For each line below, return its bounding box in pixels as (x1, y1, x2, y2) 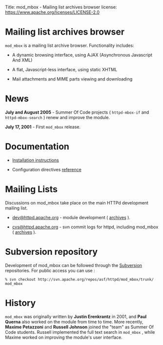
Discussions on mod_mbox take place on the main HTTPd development (5, 200, 149, 205)
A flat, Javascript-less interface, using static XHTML (12, 66, 118, 72)
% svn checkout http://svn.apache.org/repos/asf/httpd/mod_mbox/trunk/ (5, 277, 154, 282)
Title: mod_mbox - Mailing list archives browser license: (5, 4, 117, 10)
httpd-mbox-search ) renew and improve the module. (5, 114, 110, 120)
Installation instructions (12, 157, 60, 163)
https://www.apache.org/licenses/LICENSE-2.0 (5, 9, 100, 15)
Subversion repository (5, 246, 98, 257)
